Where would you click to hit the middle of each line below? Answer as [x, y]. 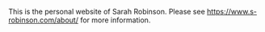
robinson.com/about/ [44, 20]
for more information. [116, 20]
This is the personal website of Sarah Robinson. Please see [107, 12]
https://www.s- [232, 12]
